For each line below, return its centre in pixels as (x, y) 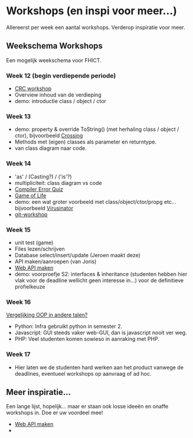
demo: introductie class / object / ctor (60, 101)
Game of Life (30, 195)
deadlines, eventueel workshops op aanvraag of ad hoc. (83, 373)
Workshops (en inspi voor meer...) (91, 11)
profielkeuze (30, 286)
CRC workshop (33, 89)
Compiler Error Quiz (39, 189)
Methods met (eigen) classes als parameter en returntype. (85, 142)
